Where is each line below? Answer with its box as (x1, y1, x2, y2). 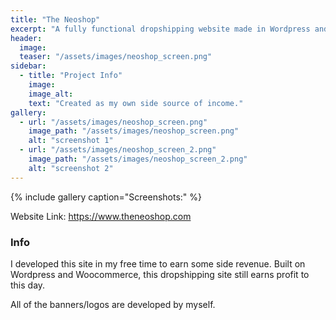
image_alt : (28, 89, 74, 99)
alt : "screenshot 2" (28, 163, 114, 173)
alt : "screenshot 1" (28, 136, 114, 146)
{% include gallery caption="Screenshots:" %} (10, 191, 203, 203)
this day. (10, 279, 46, 291)
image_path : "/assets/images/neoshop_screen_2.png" (28, 154, 248, 164)
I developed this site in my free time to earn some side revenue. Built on (10, 257, 306, 270)
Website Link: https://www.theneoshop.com (10, 210, 192, 222)
